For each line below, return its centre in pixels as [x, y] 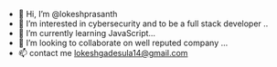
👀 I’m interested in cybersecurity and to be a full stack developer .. [143, 24]
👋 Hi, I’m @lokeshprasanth [68, 14]
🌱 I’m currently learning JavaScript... [87, 33]
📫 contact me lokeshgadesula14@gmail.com [103, 53]
